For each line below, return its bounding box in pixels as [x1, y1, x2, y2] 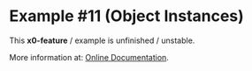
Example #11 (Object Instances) [9, 6, 245, 26]
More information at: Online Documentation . [9, 52, 170, 62]
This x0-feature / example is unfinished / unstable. [9, 35, 195, 46]
